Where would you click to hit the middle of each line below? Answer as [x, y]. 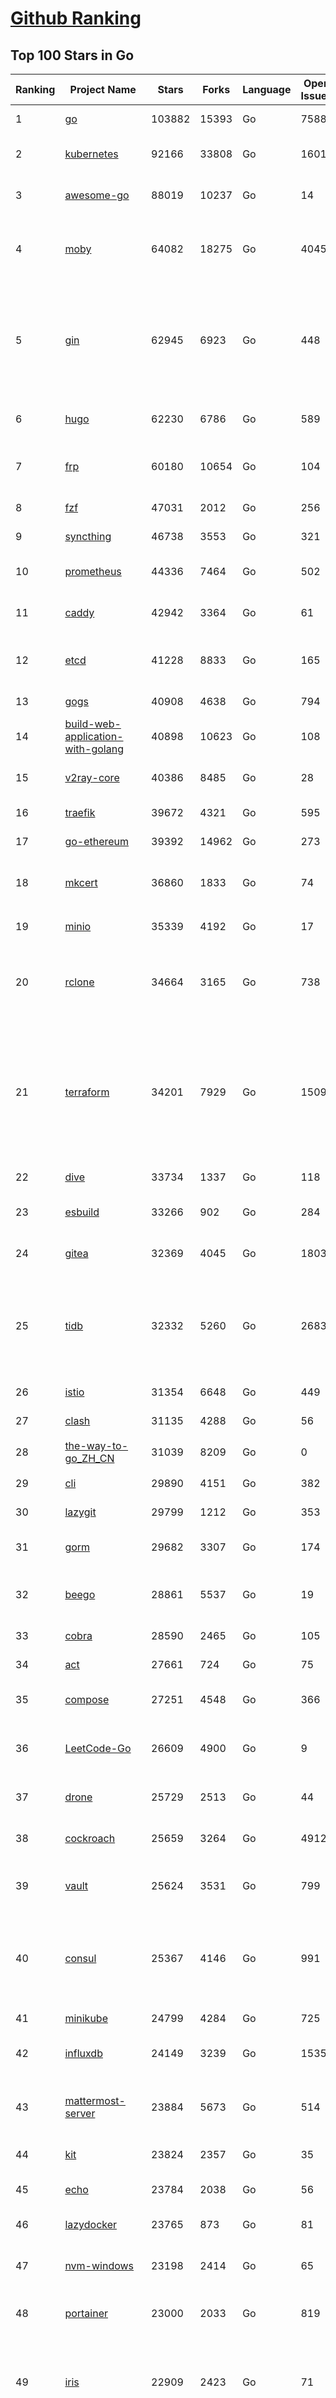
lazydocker [91, 2224]
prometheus [93, 571]
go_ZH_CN [89, 1458]
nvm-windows [99, 2265]
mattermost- [95, 2100]
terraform [87, 1092]
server [80, 2113]
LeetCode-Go [98, 1748]
